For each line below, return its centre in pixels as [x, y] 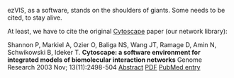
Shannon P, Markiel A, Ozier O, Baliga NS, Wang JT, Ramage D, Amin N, [112, 45]
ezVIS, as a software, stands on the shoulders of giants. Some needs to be [116, 10]
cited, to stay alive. [35, 18]
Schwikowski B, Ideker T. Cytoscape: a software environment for [104, 52]
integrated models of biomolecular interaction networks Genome [105, 60]
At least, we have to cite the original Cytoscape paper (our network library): [118, 31]
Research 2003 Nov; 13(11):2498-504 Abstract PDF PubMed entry [104, 67]
